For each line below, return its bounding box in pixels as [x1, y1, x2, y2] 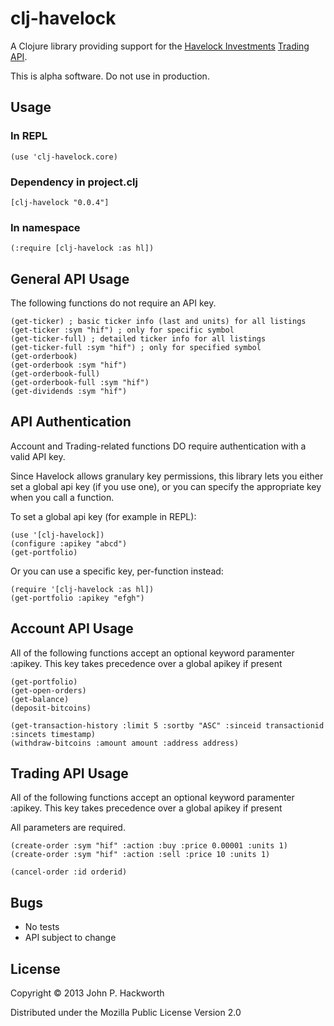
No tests [24, 921, 60, 933]
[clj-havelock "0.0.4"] [10, 197, 110, 207]
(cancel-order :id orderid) [10, 867, 128, 877]
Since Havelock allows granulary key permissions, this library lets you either [10, 470, 324, 482]
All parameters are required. [10, 822, 126, 834]
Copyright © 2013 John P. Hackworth [10, 987, 165, 999]
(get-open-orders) [10, 685, 87, 696]
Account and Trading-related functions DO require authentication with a [10, 440, 307, 452]
